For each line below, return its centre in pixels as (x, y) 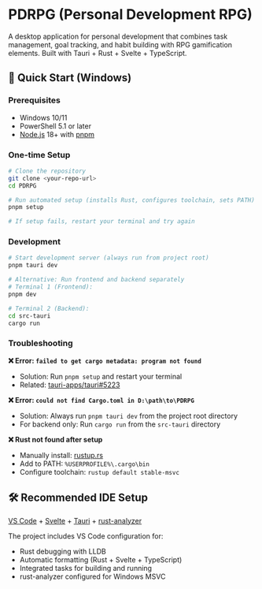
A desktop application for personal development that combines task (118, 36)
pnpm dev (22, 294)
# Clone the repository (47, 171)
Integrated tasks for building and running (85, 568)
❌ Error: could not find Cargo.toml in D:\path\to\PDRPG (101, 400)
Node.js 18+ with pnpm (57, 134)
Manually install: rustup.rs (61, 455)
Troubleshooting (41, 343)
